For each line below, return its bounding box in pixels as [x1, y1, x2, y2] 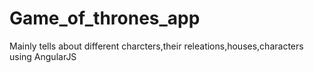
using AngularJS [9, 50, 77, 62]
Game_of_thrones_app [9, 7, 201, 30]
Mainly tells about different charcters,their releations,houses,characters [9, 40, 304, 52]
